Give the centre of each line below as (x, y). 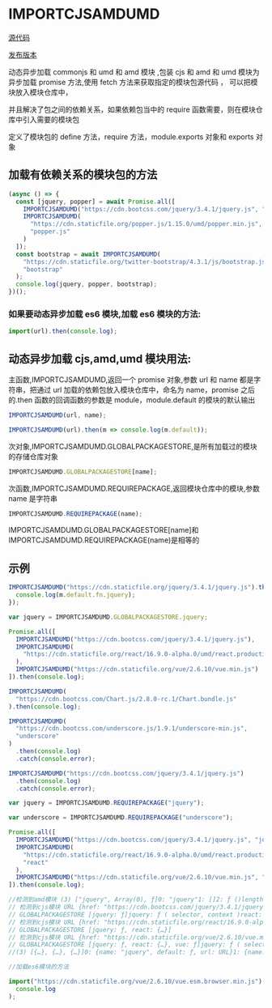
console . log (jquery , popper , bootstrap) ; (87, 284)
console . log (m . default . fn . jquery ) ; (76, 595)
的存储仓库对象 (33, 456)
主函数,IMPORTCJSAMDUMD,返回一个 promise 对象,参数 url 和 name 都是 (131, 379)
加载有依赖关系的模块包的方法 (83, 175)
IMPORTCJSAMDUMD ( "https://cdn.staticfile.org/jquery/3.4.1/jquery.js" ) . (134, 588)
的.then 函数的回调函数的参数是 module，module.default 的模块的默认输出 (132, 400)
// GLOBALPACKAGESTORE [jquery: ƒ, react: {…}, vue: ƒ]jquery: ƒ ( (125, 945)
